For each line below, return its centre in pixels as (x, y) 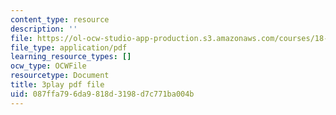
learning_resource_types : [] (71, 57)
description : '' (44, 29)
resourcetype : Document (60, 76)
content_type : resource (60, 19)
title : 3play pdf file (57, 85)
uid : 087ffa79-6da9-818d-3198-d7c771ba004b (102, 94)
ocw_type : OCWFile (48, 66)
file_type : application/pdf (69, 47)
